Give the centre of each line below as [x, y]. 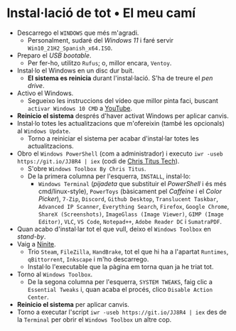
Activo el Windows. [45, 93]
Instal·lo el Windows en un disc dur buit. [75, 70]
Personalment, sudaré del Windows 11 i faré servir [100, 40]
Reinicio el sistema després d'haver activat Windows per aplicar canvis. [123, 116]
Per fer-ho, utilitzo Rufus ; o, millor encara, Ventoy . [100, 63]
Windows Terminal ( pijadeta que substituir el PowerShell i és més [132, 183]
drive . [36, 85]
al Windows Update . [44, 131]
